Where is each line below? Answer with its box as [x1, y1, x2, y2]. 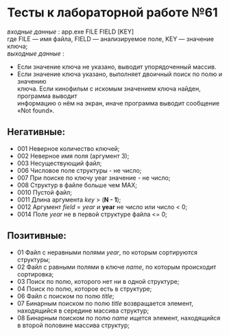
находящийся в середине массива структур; [16, 307, 149, 315]
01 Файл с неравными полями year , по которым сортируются [16, 248, 197, 256]
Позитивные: [7, 230, 67, 241]
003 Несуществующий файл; [16, 159, 102, 167]
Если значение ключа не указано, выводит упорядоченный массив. [16, 62, 217, 71]
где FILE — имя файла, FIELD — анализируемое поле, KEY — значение [7, 34, 215, 43]
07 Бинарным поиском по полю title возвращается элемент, [16, 299, 194, 307]
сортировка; [16, 269, 54, 278]
